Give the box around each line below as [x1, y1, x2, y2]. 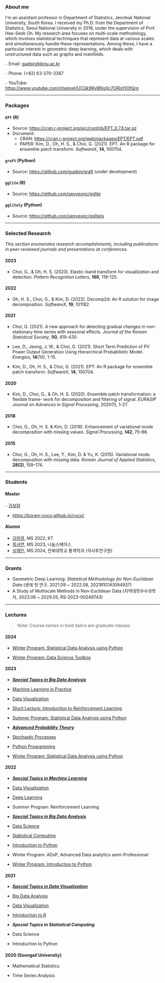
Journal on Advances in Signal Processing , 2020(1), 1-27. [12, 402, 129, 408]
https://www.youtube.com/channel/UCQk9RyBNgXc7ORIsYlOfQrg [5, 85, 139, 91]
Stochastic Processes [12, 734, 56, 740]
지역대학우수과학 [124, 588, 156, 594]
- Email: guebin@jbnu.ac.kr [5, 61, 60, 67]
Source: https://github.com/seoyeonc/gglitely [12, 213, 105, 219]
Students [5, 479, 28, 486]
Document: [12, 131, 35, 137]
